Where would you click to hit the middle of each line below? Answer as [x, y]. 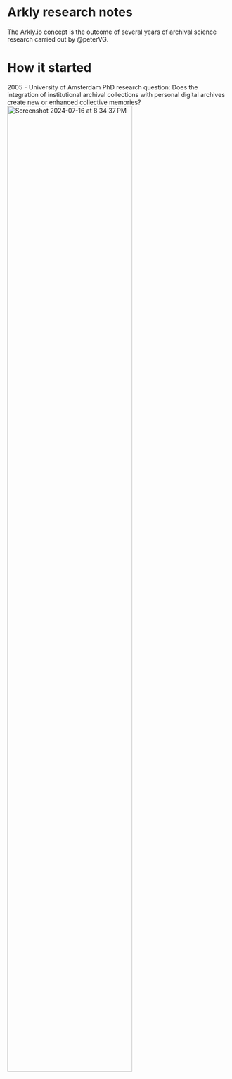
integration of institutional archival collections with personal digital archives [116, 94]
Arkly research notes [70, 12]
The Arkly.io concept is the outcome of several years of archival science [112, 32]
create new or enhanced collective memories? [75, 102]
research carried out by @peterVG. [58, 39]
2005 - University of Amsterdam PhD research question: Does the [103, 87]
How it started [50, 68]
